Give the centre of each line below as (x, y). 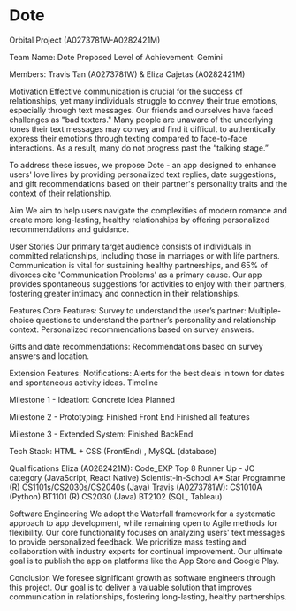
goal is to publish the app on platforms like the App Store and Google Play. (144, 561)
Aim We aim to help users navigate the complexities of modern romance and (148, 210)
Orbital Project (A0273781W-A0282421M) (85, 40)
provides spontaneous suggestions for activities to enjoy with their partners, (148, 283)
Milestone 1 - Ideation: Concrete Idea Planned (92, 399)
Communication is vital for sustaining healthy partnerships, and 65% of (138, 265)
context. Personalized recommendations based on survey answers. (132, 329)
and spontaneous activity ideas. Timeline (84, 383)
